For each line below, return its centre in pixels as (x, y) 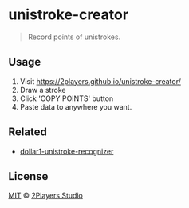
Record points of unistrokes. (74, 37)
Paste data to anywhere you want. (76, 106)
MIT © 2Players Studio (46, 196)
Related (28, 132)
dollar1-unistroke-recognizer (67, 151)
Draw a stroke (43, 90)
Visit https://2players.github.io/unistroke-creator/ (100, 81)
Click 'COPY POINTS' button (67, 98)
